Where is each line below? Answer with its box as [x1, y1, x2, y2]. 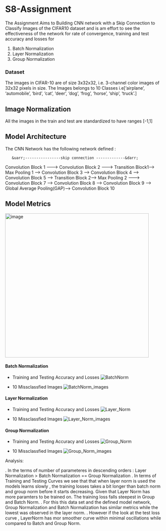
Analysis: [5, 458, 24, 464]
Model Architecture [5, 133, 67, 141]
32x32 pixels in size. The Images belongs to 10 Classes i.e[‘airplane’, [5, 85, 145, 91]
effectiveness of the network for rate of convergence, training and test [5, 30, 149, 36]
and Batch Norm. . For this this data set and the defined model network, [5, 499, 151, 505]
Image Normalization [5, 105, 71, 113]
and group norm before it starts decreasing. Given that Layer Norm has [5, 489, 150, 495]
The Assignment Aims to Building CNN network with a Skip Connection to [5, 20, 155, 26]
